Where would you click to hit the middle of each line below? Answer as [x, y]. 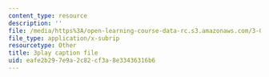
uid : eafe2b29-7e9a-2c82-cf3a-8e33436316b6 [82, 61]
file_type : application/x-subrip [64, 38]
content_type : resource [48, 16]
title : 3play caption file [53, 53]
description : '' [35, 23]
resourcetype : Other [43, 46]
